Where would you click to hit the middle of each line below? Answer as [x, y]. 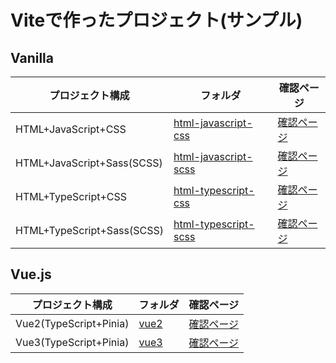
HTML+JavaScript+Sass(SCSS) [89, 163]
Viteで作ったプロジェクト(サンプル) [156, 20]
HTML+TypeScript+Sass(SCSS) [89, 230]
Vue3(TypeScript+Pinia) [72, 342]
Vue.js [31, 274]
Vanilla [32, 57]
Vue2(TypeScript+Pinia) [72, 323]
